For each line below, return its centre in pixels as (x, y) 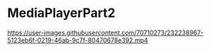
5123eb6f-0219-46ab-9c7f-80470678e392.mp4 (78, 40)
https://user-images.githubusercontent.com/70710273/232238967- (105, 33)
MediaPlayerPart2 (61, 13)
